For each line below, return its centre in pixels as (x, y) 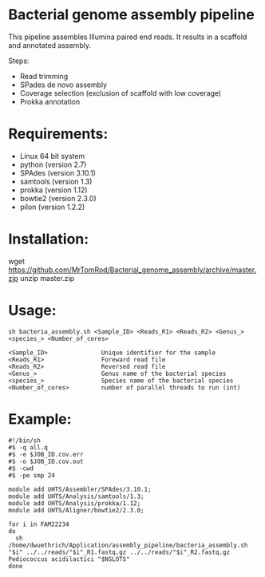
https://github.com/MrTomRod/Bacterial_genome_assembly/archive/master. (132, 270)
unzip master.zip (47, 278)
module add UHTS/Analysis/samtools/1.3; (77, 496)
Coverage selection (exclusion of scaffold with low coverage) (121, 93)
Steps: (19, 61)
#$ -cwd (21, 468)
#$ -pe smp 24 (32, 475)
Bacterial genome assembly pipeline (132, 15)
